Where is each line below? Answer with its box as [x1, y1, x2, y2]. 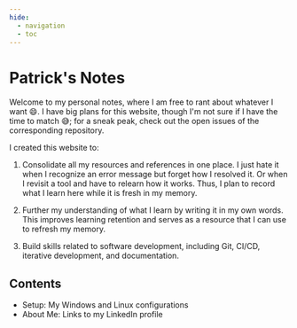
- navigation [17, 21, 66, 30]
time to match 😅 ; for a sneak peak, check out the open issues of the [9, 116, 260, 127]
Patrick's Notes [9, 67, 126, 88]
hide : [9, 12, 29, 22]
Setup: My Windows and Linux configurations [21, 300, 189, 310]
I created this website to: [9, 143, 99, 153]
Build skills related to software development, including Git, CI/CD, [21, 241, 261, 252]
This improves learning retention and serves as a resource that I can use [21, 215, 286, 225]
